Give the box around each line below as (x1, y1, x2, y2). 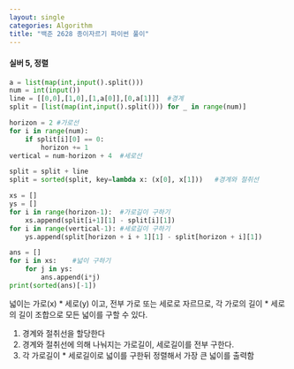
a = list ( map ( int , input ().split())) (9, 78, 144, 87)
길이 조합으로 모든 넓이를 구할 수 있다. (18, 309, 148, 320)
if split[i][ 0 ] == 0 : (25, 134, 104, 144)
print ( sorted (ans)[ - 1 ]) (9, 281, 97, 290)
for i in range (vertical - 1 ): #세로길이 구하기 (9, 224, 170, 233)
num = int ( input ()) (9, 86, 81, 95)
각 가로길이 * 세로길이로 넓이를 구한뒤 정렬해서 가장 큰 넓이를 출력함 (21, 350, 254, 360)
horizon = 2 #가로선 (9, 118, 79, 128)
